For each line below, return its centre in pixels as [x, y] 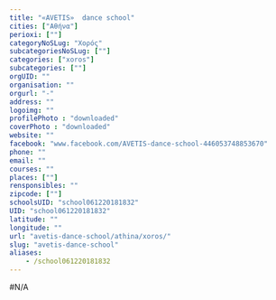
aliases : [26, 253]
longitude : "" [36, 228]
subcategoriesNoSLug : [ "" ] [60, 52]
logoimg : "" [32, 110]
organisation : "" [42, 85]
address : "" [32, 102]
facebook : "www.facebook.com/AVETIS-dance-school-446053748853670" [139, 144]
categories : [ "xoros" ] [52, 60]
